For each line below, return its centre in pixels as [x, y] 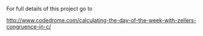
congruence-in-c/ [29, 27]
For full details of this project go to [49, 9]
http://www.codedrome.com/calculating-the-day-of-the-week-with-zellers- [101, 20]
